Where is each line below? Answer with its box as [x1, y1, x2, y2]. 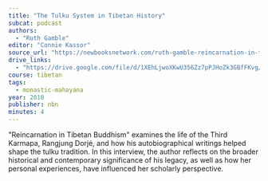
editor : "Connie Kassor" [8, 41, 91, 49]
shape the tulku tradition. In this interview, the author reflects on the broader [8, 147, 259, 156]
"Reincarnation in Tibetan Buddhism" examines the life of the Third [8, 130, 228, 140]
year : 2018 [8, 93, 45, 101]
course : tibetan [8, 71, 62, 79]
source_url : [8, 49, 48, 57]
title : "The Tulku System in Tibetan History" [8, 11, 166, 20]
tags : [8, 78, 26, 86]
